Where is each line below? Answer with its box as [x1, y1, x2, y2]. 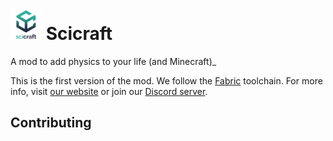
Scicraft [45, 23, 113, 45]
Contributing [10, 114, 92, 132]
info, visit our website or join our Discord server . [10, 85, 208, 97]
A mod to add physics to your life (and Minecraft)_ [10, 55, 217, 67]
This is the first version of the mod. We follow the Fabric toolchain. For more [10, 74, 323, 87]
